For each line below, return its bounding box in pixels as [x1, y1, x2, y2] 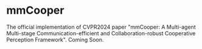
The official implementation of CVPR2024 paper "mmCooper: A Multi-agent [6, 23, 196, 30]
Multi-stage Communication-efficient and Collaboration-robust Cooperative [6, 29, 196, 36]
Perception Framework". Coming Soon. [6, 36, 104, 43]
